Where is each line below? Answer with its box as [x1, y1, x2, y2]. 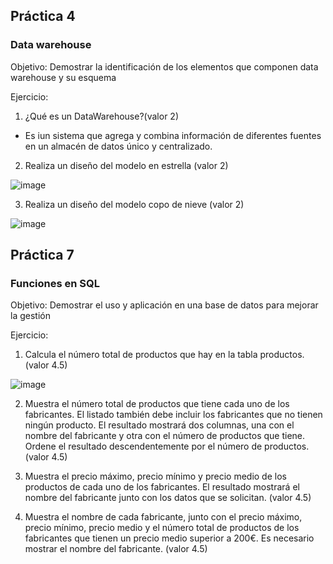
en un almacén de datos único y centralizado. [24, 140, 213, 152]
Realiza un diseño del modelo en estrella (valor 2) [24, 159, 229, 171]
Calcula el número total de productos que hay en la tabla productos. [24, 349, 305, 361]
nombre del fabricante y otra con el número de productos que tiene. [24, 430, 306, 442]
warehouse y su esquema [10, 71, 117, 83]
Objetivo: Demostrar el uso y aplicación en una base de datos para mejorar [10, 299, 319, 311]
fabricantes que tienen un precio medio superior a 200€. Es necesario [24, 532, 315, 544]
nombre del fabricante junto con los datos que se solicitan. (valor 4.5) [24, 492, 312, 504]
